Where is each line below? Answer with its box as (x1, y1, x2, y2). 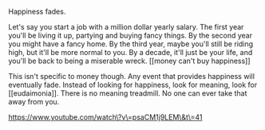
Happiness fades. (8, 7, 66, 16)
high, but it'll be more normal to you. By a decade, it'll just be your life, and (8, 48, 253, 57)
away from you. (8, 97, 60, 106)
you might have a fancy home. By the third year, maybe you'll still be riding (8, 39, 254, 49)
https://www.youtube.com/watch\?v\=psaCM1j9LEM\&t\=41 (8, 112, 203, 122)
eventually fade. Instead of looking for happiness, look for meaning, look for (8, 80, 258, 89)
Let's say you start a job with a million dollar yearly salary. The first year (8, 22, 244, 31)
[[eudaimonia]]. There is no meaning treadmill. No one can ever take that (8, 89, 247, 98)
